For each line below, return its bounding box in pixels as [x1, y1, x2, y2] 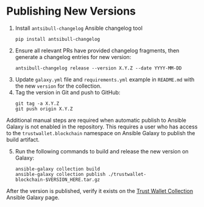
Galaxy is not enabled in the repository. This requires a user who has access [6, 123, 198, 130]
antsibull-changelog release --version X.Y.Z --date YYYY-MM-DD [15, 65, 182, 71]
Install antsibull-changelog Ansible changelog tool [15, 24, 143, 32]
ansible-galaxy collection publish [15, 171, 106, 177]
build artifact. [6, 136, 40, 143]
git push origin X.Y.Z [15, 105, 73, 112]
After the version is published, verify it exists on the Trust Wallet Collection [6, 187, 194, 194]
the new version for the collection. [15, 82, 102, 89]
